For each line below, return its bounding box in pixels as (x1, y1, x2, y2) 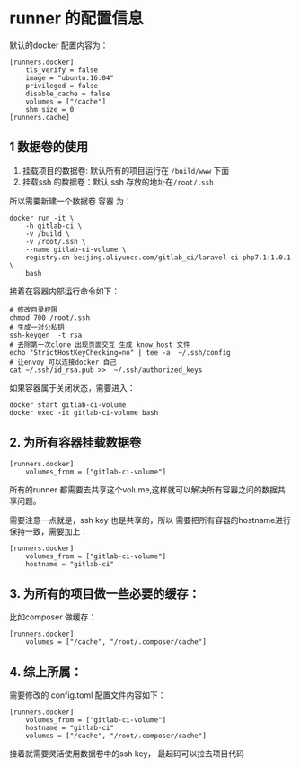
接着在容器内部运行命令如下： (9, 285, 119, 296)
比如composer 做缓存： (9, 611, 97, 622)
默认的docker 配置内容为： (9, 40, 109, 50)
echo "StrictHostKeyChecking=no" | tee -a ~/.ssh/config (9, 348, 231, 357)
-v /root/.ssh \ (25, 237, 87, 246)
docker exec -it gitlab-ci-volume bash (9, 408, 159, 417)
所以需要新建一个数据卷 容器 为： (9, 195, 132, 206)
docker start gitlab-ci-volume (9, 400, 127, 410)
